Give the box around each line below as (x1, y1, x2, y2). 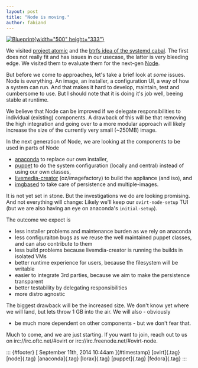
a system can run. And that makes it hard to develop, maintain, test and (6, 84, 179, 91)
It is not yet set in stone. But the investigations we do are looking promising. (6, 193, 190, 200)
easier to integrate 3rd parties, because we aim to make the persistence (14, 272, 190, 279)
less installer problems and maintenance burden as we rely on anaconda (14, 228, 191, 235)
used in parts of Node (6, 144, 59, 151)
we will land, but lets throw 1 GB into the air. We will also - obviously (6, 308, 171, 315)
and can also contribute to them (14, 240, 93, 247)
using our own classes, (14, 168, 71, 175)
